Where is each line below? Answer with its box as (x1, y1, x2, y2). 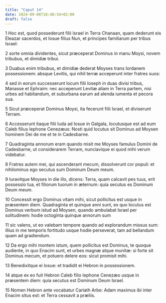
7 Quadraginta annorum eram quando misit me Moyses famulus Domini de (5, 141, 158, 147)
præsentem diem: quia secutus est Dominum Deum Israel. (5, 278, 125, 284)
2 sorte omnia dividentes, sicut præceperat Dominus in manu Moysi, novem (5, 50, 161, 56)
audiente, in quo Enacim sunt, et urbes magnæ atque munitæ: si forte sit (5, 248, 154, 254)
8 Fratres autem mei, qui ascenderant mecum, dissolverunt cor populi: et (5, 161, 155, 167)
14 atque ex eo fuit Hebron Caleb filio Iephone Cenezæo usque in (5, 272, 140, 278)
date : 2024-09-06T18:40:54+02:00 (5, 12, 75, 17)
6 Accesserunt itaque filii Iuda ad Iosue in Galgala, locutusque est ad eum (5, 121, 156, 127)
